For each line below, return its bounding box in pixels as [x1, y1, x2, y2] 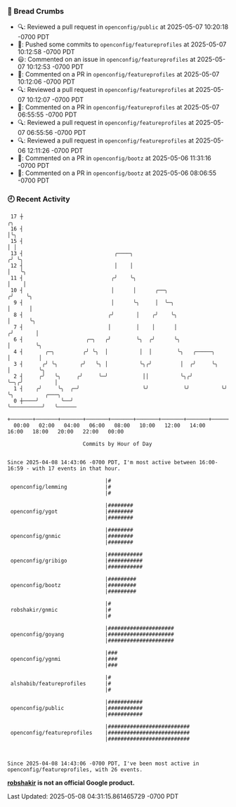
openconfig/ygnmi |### [10, 655, 118, 662]
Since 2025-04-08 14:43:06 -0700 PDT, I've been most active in [7, 760, 199, 767]
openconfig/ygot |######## [10, 508, 133, 515]
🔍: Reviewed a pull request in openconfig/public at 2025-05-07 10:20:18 [17, 22, 229, 31]
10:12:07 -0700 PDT [27, 96, 84, 104]
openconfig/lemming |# [10, 483, 112, 490]
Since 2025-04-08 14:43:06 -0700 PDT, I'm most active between [7, 459, 197, 466]
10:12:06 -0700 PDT [17, 77, 76, 86]
